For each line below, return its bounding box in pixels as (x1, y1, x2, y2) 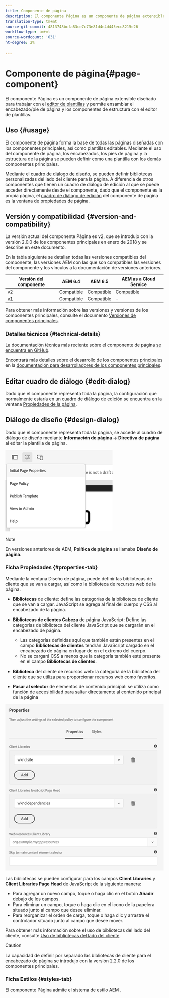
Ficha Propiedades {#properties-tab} (5, 564, 98, 571)
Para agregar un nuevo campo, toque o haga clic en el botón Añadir (12, 891, 154, 897)
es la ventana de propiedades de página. (5, 198, 90, 204)
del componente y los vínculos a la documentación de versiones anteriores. (5, 265, 162, 271)
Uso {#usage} (5, 126, 50, 135)
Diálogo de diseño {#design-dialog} (5, 416, 120, 424)
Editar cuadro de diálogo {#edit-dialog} (5, 377, 131, 386)
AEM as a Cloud (121, 276, 156, 282)
